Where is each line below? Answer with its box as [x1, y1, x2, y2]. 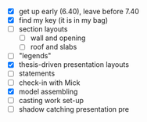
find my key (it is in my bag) [18, 16, 109, 25]
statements [18, 68, 56, 78]
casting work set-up [18, 95, 84, 105]
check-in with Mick [18, 78, 81, 87]
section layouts [18, 24, 68, 34]
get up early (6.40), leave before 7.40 [18, 7, 140, 16]
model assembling [18, 87, 78, 96]
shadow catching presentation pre [18, 104, 130, 113]
